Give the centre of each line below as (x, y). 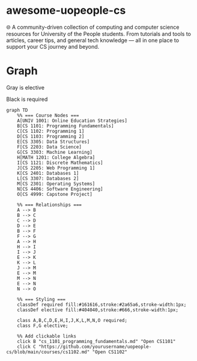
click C (26, 347)
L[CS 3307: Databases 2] (48, 178)
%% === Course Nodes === (48, 115)
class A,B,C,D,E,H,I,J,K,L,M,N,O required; (72, 320)
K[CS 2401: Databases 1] (48, 173)
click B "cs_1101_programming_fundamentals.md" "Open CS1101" (96, 341)
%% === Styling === (41, 299)
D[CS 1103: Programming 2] (51, 136)
